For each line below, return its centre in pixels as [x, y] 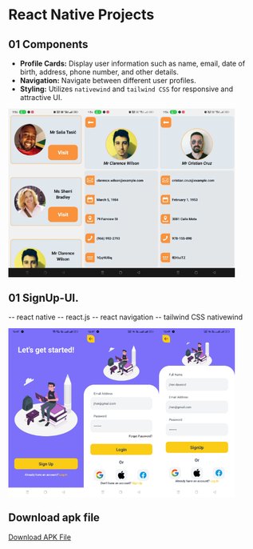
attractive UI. [41, 97]
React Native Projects [81, 15]
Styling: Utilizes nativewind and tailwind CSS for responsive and [126, 89]
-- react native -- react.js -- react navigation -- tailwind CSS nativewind [126, 317]
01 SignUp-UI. [43, 298]
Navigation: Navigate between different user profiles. [108, 80]
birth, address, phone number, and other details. [99, 72]
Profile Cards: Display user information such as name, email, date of [132, 63]
